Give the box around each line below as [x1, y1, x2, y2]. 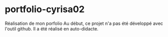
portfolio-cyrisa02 [5, 4, 85, 15]
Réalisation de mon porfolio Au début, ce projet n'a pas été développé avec [5, 20, 163, 26]
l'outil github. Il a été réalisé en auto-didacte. [5, 25, 99, 31]
